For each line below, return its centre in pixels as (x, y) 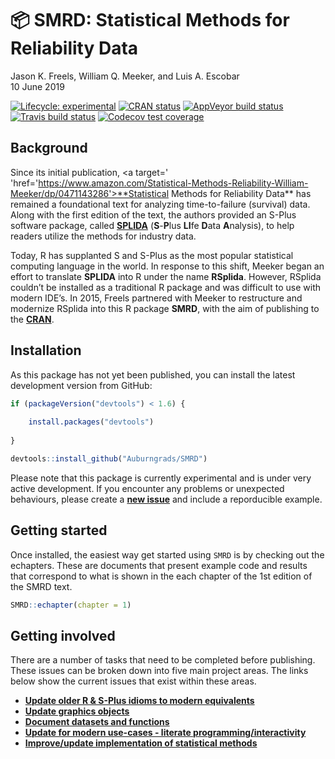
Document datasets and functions (97, 722)
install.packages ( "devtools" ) (91, 422)
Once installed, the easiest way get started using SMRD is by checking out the (167, 554)
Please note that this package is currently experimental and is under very (161, 478)
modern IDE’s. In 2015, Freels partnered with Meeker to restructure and (156, 298)
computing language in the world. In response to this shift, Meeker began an (167, 266)
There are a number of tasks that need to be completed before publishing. (163, 660)
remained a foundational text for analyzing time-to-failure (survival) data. (160, 204)
